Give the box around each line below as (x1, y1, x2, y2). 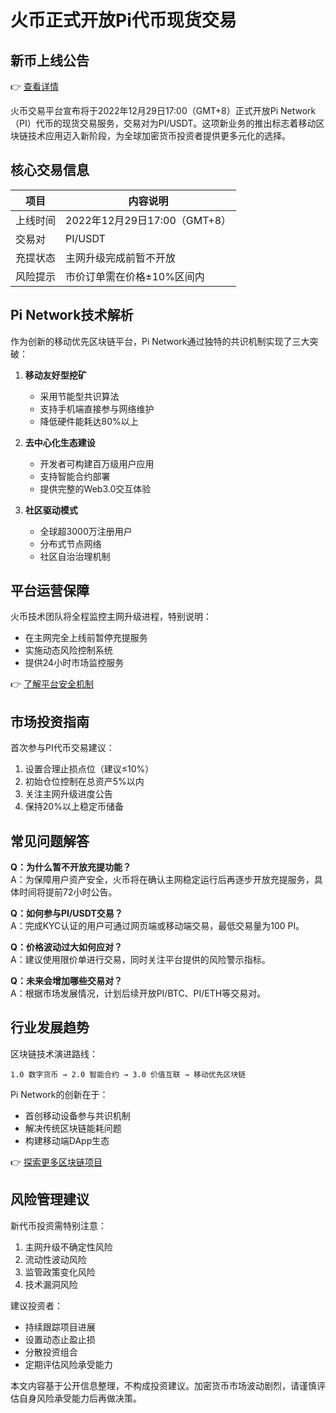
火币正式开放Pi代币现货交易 (10, 9, 237, 32)
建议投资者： (10, 1299, 63, 1311)
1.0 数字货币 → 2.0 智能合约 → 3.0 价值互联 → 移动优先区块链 (10, 1069, 247, 1080)
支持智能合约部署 (39, 470, 111, 482)
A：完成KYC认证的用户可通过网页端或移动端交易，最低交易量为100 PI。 (10, 920, 305, 932)
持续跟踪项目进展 (24, 1321, 96, 1333)
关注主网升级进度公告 (24, 788, 113, 800)
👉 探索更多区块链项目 (10, 1156, 103, 1168)
